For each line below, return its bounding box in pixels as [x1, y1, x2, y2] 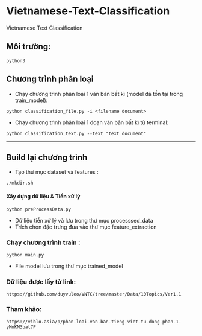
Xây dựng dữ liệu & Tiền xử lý [6, 192, 81, 200]
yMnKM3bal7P [6, 324, 36, 330]
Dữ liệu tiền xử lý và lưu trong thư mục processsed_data [14, 217, 153, 224]
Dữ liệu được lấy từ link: [6, 277, 76, 286]
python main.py [6, 252, 44, 258]
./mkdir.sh [6, 180, 34, 186]
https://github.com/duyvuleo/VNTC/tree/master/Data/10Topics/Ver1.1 [6, 291, 182, 297]
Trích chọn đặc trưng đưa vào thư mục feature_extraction [14, 223, 158, 230]
